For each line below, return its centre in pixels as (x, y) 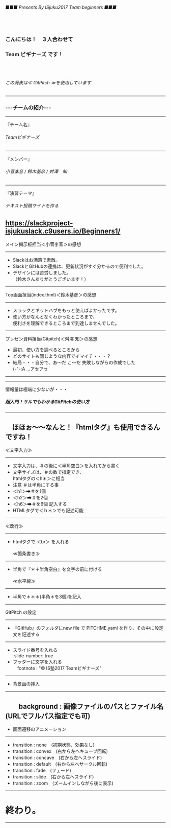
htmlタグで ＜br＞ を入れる (41, 542)
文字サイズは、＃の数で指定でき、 (48, 472)
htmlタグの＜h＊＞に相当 (39, 478)
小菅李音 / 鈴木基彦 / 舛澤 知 (36, 172)
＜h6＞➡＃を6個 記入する (40, 504)
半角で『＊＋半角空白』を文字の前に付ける (57, 569)
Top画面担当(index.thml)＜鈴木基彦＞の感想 (51, 294)
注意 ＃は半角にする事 (36, 485)
